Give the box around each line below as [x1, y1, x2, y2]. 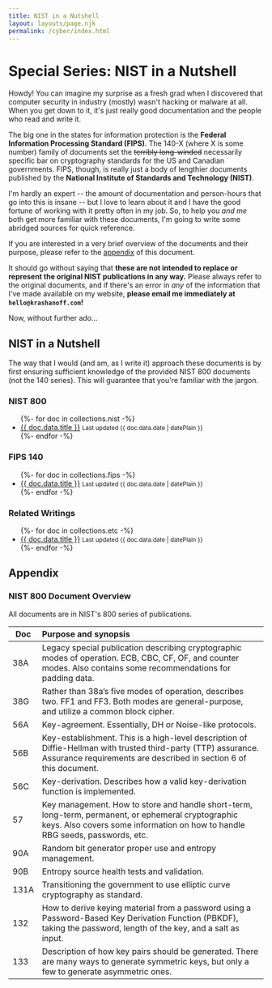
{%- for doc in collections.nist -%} [19, 414, 135, 424]
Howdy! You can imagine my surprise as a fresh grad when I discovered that [8, 88, 263, 98]
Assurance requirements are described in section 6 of [41, 752, 247, 764]
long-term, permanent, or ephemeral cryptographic [41, 809, 239, 820]
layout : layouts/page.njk [8, 19, 96, 28]
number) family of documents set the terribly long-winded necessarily [8, 147, 243, 157]
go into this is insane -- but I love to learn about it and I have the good [8, 198, 241, 207]
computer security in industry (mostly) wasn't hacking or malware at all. [8, 97, 249, 107]
